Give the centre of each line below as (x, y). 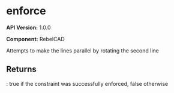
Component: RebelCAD (35, 39)
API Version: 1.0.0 (28, 27)
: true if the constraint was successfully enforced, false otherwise (87, 83)
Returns (22, 69)
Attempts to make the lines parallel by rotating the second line (82, 50)
